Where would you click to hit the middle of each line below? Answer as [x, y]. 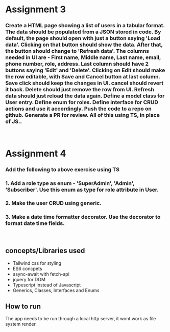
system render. [21, 324]
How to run [23, 306]
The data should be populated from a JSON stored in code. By [83, 32]
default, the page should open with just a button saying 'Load [83, 38]
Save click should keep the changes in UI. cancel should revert [84, 83]
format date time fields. [35, 223]
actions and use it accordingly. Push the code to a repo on [78, 109]
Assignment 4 [36, 153]
